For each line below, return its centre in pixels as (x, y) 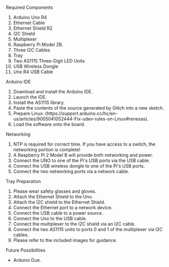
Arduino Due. (27, 260)
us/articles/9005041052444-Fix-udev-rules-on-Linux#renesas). (81, 119)
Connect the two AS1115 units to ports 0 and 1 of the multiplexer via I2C (88, 229)
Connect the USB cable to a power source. (58, 213)
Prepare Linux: (29, 113)
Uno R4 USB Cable (33, 72)
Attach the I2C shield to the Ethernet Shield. (59, 202)
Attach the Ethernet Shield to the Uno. (53, 197)
